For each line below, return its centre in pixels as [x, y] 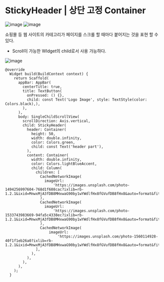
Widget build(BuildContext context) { [49, 74]
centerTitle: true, [42, 87]
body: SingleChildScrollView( [49, 117]
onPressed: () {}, [45, 95]
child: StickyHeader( [45, 125]
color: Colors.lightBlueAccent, [64, 164]
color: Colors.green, [53, 142]
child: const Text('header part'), [67, 147]
